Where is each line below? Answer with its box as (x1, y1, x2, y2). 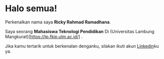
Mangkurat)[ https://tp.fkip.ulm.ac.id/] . (5, 34, 83, 39)
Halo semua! (5, 3, 57, 14)
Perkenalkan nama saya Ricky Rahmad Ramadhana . (5, 19, 111, 25)
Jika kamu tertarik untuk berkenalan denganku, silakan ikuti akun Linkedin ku (5, 43, 159, 49)
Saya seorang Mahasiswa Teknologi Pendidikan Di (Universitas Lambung (5, 28, 155, 34)
